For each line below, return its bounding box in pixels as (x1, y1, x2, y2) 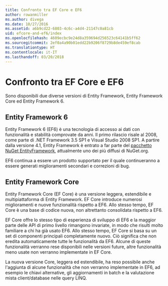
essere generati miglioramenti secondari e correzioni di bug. (5, 163, 130, 169)
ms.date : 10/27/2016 (5, 21, 49, 27)
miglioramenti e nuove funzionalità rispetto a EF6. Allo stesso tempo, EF (5, 202, 154, 208)
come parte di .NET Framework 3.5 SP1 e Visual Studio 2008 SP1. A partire (5, 137, 160, 143)
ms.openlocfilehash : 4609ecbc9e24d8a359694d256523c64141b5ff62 (5, 36, 141, 41)
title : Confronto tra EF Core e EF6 (5, 7, 82, 13)
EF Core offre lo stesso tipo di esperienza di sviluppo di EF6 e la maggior (5, 217, 156, 223)
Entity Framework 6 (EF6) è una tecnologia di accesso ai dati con (5, 126, 140, 132)
